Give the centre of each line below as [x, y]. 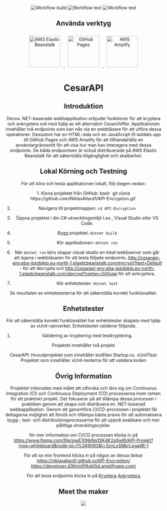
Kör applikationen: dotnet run [87, 242]
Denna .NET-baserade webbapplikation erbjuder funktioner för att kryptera [83, 118]
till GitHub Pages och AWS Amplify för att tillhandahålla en [83, 140]
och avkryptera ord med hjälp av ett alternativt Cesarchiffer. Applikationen [83, 124]
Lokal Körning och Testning [83, 171]
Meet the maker [83, 491]
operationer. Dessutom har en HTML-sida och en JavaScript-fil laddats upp [83, 134]
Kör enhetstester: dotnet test [87, 283]
